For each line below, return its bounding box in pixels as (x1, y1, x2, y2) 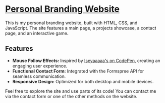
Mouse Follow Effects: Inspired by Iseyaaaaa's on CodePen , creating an (12, 58, 161, 64)
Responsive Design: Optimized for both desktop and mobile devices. (12, 78, 154, 84)
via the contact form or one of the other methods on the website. (5, 93, 138, 99)
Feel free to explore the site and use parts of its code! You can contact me (5, 88, 157, 94)
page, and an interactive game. (5, 30, 68, 36)
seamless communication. (12, 73, 66, 79)
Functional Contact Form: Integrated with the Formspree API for (12, 68, 144, 74)
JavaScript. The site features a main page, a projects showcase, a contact (5, 25, 157, 31)
